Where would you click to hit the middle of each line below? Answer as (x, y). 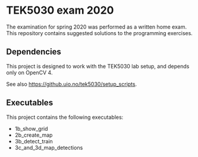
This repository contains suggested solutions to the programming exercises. (100, 33)
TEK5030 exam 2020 (60, 10)
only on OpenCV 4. (29, 73)
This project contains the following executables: (65, 117)
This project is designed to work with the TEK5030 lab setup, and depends (98, 66)
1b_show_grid (32, 128)
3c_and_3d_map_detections (49, 147)
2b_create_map (34, 135)
